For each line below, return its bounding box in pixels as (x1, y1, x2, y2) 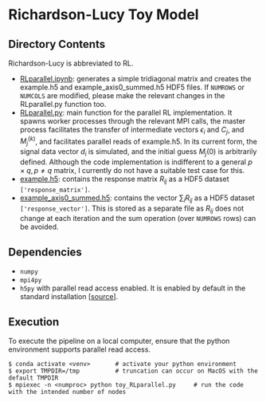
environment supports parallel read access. (8, 345, 151, 354)
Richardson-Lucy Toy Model (8, 6, 199, 24)
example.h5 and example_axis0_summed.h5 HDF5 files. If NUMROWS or (19, 82, 245, 92)
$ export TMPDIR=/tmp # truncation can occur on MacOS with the (8, 367, 259, 376)
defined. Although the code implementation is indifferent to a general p (19, 157, 252, 167)
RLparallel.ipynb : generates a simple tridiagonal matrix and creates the (19, 74, 252, 83)
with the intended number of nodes (8, 388, 127, 396)
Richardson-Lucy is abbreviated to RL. (8, 58, 134, 68)
